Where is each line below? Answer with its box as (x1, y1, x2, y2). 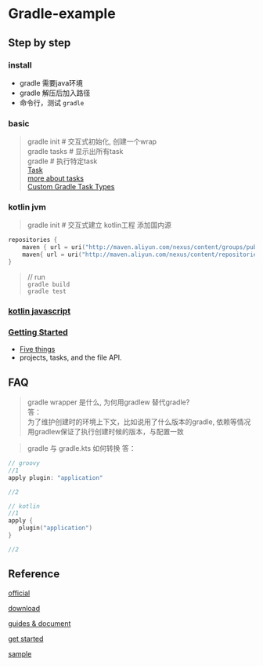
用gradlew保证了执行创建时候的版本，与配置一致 (27, 427, 184, 436)
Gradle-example (8, 5, 116, 23)
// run (27, 272, 45, 281)
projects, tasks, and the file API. (19, 353, 123, 362)
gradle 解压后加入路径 (19, 88, 91, 97)
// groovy (8, 459, 41, 467)
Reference (8, 567, 60, 581)
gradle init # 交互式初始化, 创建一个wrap (27, 137, 157, 146)
